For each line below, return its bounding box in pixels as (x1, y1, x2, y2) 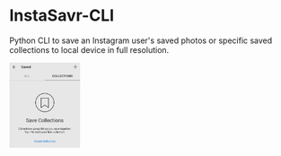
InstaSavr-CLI (9, 5, 115, 26)
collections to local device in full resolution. (9, 44, 170, 55)
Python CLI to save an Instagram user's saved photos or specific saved (9, 35, 273, 46)
